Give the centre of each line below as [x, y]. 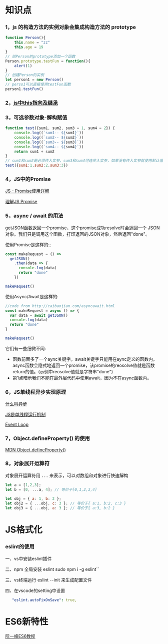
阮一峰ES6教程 [20, 636]
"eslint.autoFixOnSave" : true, [44, 600]
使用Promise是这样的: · [28, 244]
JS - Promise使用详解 [27, 191]
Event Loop [17, 425]
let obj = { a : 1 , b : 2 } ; [33, 499]
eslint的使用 [20, 547]
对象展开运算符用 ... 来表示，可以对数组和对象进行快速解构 [67, 475]
